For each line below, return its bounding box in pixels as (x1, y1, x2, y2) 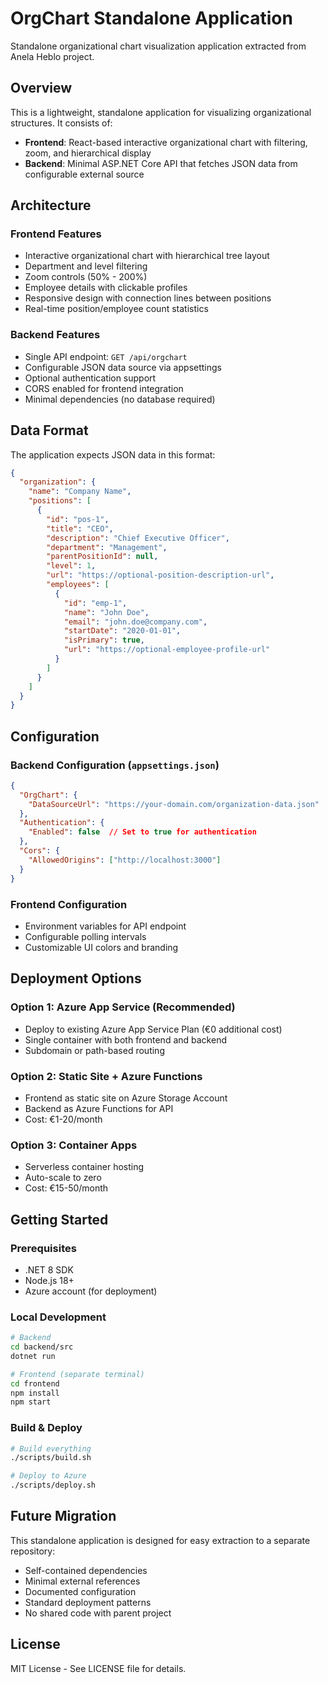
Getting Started (10, 1211, 109, 1228)
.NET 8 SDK (24, 1263, 74, 1276)
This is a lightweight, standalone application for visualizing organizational (10, 106, 312, 118)
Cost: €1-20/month (24, 1113, 103, 1125)
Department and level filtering (24, 260, 148, 272)
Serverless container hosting (24, 1161, 145, 1173)
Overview (10, 80, 73, 97)
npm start (10, 1397, 52, 1407)
